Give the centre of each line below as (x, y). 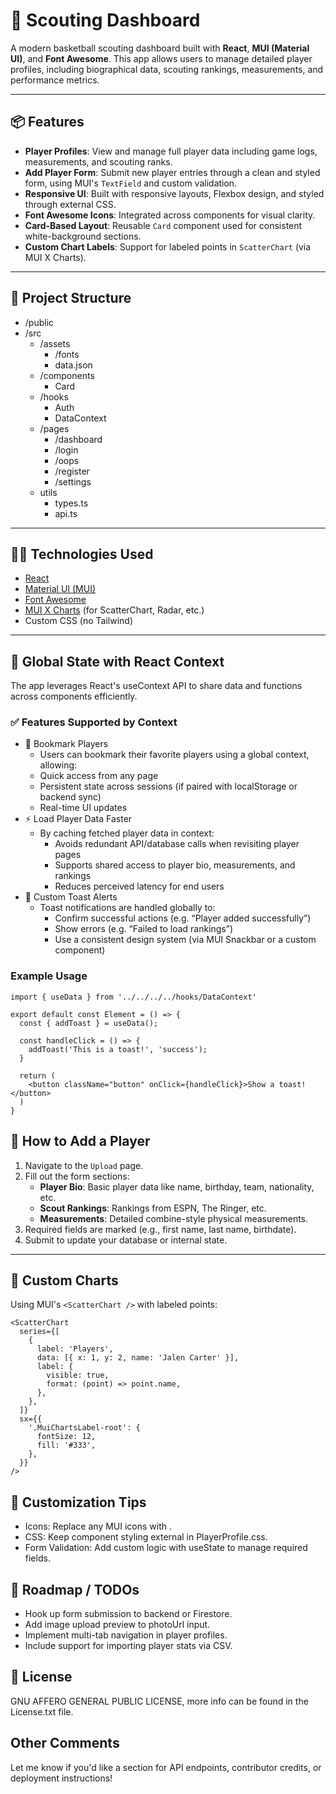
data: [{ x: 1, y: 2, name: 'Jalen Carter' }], (138, 1358)
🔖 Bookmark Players (66, 744)
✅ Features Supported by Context (94, 722)
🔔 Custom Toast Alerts (71, 897)
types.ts (71, 503)
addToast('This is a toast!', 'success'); (118, 1049)
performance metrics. (55, 80)
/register (72, 471)
